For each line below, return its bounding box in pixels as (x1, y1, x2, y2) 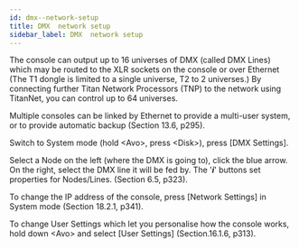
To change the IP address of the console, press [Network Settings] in (9, 191, 266, 203)
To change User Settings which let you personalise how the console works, (9, 218, 290, 230)
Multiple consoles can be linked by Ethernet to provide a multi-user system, (9, 110, 291, 122)
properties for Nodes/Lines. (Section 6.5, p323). (9, 174, 188, 185)
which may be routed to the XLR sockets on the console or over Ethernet (9, 64, 280, 75)
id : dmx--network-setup (9, 13, 99, 23)
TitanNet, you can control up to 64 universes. (9, 93, 179, 104)
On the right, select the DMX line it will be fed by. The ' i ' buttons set (9, 164, 261, 176)
